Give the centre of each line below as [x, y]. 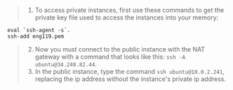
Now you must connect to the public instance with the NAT [120, 49]
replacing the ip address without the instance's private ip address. [131, 79]
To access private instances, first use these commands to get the [129, 10]
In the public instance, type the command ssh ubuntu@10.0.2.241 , [129, 72]
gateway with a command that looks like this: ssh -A [110, 57]
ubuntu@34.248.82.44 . [66, 64]
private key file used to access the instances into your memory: [127, 17]
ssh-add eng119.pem [36, 36]
